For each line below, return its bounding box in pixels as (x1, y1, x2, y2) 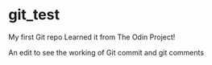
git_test (8, 6, 60, 24)
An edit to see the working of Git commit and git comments (8, 47, 204, 57)
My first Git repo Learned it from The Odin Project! (8, 32, 176, 42)
